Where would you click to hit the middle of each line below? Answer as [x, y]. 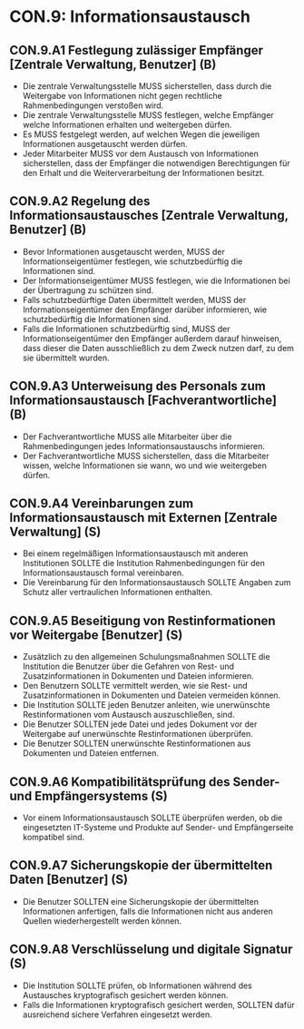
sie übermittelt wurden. [66, 358]
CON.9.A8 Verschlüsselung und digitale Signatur [151, 950]
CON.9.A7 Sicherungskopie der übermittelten [141, 865]
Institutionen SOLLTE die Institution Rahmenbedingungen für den [144, 563]
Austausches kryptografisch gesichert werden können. [125, 995]
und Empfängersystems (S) [88, 796]
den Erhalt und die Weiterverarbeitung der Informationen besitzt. [143, 173]
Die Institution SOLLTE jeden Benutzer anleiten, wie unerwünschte [146, 705]
